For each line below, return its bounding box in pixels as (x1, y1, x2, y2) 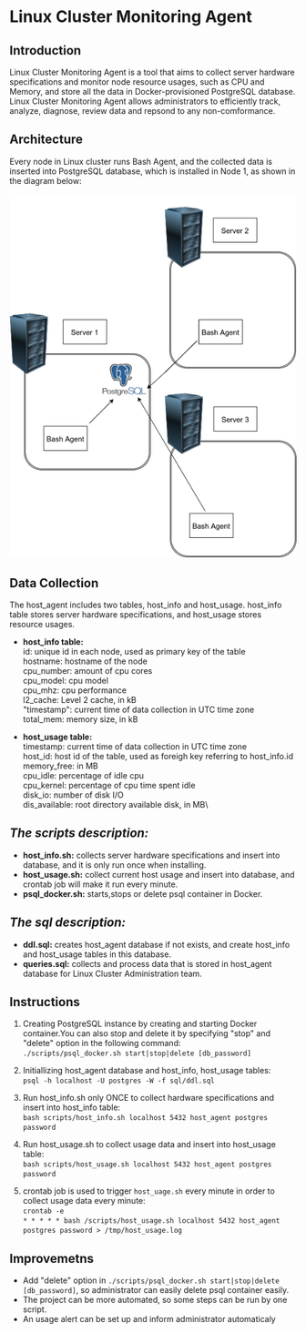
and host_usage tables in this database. (22, 949, 171, 960)
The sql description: (9, 915, 126, 931)
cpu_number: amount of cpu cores (22, 665, 153, 676)
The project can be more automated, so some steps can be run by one (22, 1295, 288, 1306)
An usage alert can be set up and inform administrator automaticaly (22, 1314, 276, 1325)
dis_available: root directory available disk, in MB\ (22, 799, 209, 809)
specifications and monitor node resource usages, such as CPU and (9, 76, 265, 87)
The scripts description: (9, 826, 149, 841)
